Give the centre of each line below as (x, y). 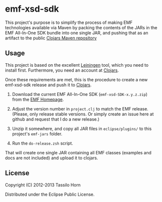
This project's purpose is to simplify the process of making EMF (69, 22)
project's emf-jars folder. (37, 134)
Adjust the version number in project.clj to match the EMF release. (80, 109)
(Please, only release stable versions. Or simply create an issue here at (83, 114)
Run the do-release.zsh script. (42, 143)
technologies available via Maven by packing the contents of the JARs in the (81, 27)
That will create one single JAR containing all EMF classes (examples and (78, 152)
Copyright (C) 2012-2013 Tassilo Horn (43, 185)
